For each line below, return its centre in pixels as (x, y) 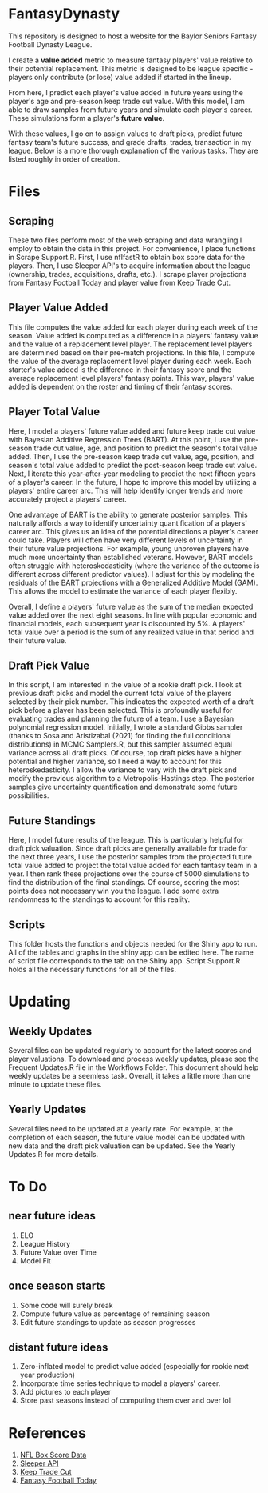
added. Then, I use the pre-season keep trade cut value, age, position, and (131, 456)
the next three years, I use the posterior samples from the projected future (130, 857)
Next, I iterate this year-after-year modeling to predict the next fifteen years (132, 474)
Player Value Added (58, 308)
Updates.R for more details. (53, 1154)
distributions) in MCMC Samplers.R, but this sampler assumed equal (120, 744)
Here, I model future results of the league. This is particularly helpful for (126, 840)
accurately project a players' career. (67, 499)
